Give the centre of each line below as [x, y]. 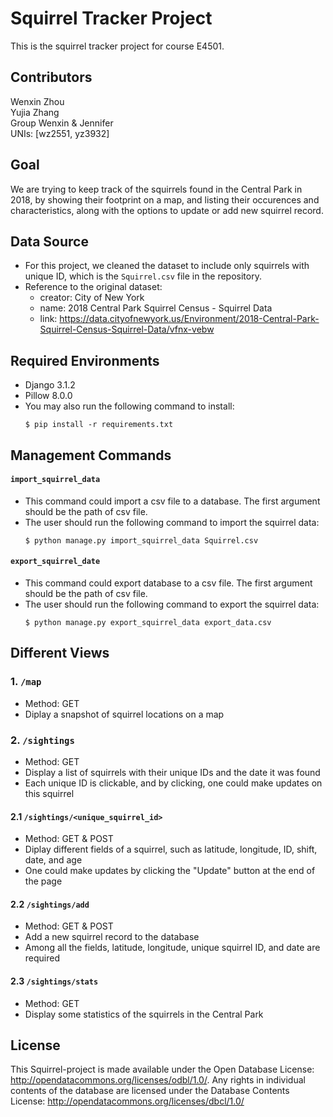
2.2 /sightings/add [50, 904]
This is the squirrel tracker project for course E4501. [117, 46]
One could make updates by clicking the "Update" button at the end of [170, 871]
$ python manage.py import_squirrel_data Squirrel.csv [141, 540]
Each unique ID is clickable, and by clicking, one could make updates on [173, 783]
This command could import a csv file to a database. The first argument [172, 501]
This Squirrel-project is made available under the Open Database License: [162, 1069]
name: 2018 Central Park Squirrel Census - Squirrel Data [156, 308]
